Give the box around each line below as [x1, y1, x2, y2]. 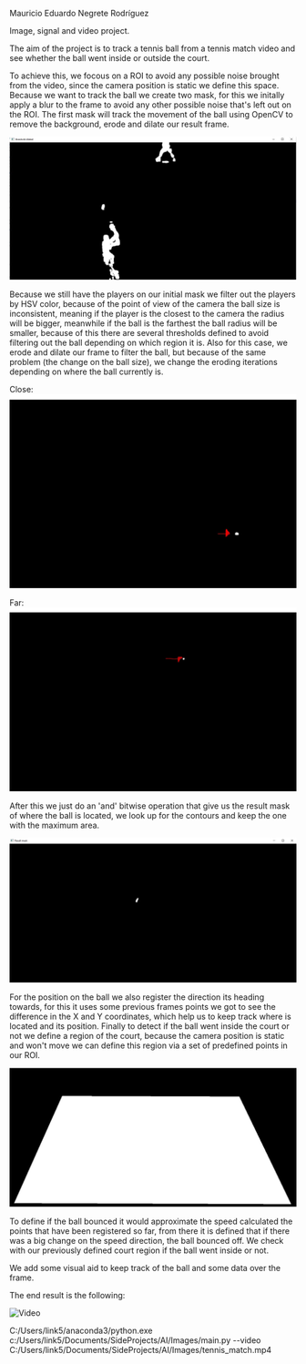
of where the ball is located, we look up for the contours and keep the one [9, 810, 287, 821]
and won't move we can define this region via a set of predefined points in [9, 1040, 289, 1051]
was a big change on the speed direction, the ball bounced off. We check [9, 1235, 284, 1246]
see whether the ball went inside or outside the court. [9, 53, 210, 63]
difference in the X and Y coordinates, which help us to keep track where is [9, 1011, 291, 1022]
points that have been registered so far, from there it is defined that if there [9, 1225, 290, 1237]
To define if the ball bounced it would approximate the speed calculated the [9, 1216, 293, 1227]
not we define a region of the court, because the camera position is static [9, 1030, 285, 1041]
